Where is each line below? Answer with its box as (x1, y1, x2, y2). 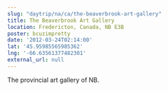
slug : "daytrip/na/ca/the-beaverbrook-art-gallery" (7, 10, 162, 18)
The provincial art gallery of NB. (7, 75, 100, 84)
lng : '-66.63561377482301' (7, 50, 86, 57)
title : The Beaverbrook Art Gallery (7, 17, 115, 24)
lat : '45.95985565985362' (7, 43, 83, 50)
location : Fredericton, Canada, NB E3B (7, 23, 124, 30)
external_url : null (7, 56, 65, 63)
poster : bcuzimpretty (7, 30, 71, 37)
